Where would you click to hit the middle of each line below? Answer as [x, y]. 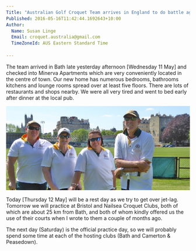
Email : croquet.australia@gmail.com [56, 37]
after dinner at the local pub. [40, 98]
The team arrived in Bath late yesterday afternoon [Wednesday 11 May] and [96, 67]
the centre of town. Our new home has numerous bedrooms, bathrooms [92, 79]
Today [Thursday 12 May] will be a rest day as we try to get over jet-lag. [92, 200]
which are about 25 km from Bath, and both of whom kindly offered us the [95, 212]
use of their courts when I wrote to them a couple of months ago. [84, 218]
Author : [15, 25]
